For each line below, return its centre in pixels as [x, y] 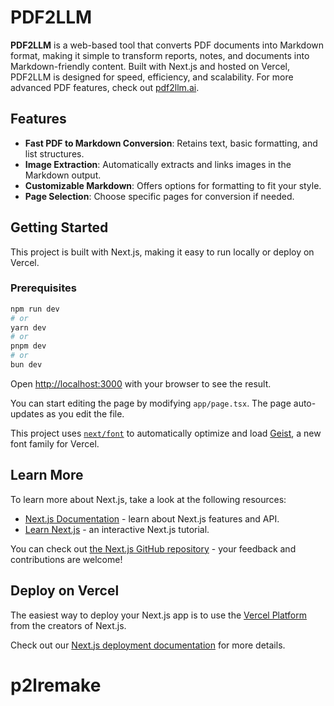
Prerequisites [43, 288]
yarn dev [28, 327]
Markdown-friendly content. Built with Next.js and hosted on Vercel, [150, 66]
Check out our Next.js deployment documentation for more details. [148, 645]
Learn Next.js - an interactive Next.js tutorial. [117, 529]
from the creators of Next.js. [68, 625]
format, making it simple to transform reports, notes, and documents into [160, 55]
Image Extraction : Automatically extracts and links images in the [158, 164]
